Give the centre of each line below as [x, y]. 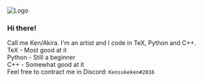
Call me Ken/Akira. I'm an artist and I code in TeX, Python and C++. [102, 43]
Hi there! [22, 28]
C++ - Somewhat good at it [46, 65]
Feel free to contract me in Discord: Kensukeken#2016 [81, 72]
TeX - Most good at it [37, 50]
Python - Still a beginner [41, 57]
